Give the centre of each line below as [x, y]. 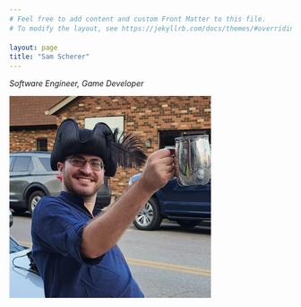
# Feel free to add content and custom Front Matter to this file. [138, 19]
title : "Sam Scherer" [50, 57]
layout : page [34, 48]
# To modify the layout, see [64, 28]
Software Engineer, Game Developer [77, 83]
